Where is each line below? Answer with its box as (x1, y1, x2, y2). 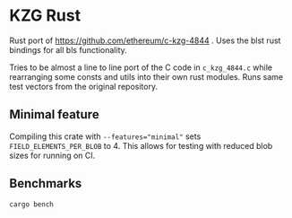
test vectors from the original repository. (9, 81, 159, 92)
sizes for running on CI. (9, 150, 96, 161)
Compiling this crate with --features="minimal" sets (9, 131, 202, 142)
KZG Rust (9, 5, 82, 26)
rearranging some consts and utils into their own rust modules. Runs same (9, 71, 284, 82)
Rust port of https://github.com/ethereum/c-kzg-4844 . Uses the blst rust (9, 35, 281, 46)
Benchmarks (9, 176, 82, 191)
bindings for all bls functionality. (9, 44, 127, 55)
